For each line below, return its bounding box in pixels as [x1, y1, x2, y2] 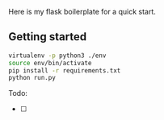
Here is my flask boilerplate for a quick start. [8, 7, 156, 16]
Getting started [8, 30, 87, 43]
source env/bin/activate [8, 59, 92, 67]
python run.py [8, 74, 57, 82]
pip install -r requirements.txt [8, 66, 121, 75]
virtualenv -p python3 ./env [8, 52, 107, 60]
